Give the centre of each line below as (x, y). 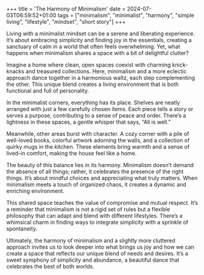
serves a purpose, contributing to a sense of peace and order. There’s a (96, 116)
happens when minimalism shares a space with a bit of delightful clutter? (98, 53)
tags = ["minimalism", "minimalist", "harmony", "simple (126, 15)
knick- (180, 65)
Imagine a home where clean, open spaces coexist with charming (89, 65)
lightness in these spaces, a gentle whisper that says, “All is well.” (89, 122)
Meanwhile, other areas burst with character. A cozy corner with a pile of (98, 134)
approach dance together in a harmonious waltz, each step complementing (100, 78)
